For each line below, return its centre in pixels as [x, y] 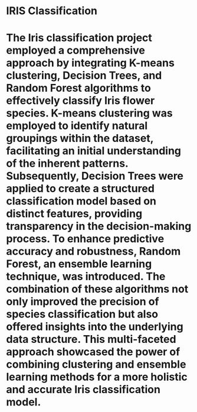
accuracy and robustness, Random [93, 252]
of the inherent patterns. [67, 163]
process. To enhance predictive [85, 239]
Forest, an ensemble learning [79, 264]
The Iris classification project [79, 38]
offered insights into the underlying [95, 327]
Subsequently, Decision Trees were [95, 176]
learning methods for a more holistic [97, 377]
